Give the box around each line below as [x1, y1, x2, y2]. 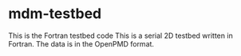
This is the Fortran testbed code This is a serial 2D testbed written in [8, 31, 233, 40]
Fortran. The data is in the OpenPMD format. [8, 39, 154, 48]
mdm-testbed [8, 5, 102, 23]
